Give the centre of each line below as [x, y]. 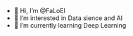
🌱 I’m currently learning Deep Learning [70, 25]
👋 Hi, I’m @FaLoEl [39, 11]
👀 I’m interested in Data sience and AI [68, 18]
